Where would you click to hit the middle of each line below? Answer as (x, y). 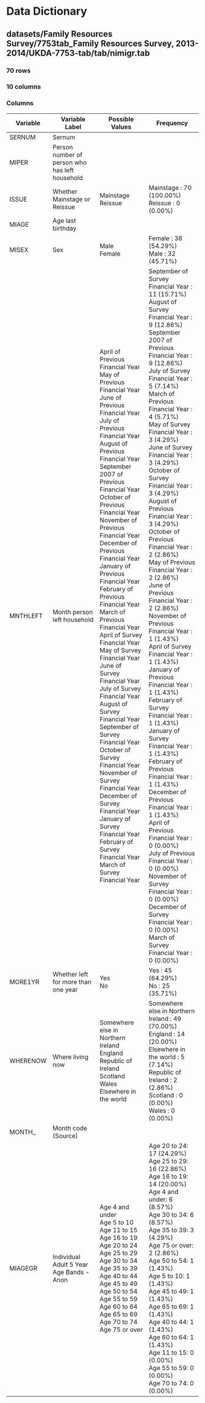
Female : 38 (166, 238)
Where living (71, 1057)
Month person (73, 612)
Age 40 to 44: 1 (171, 1322)
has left (63, 170)
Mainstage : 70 (170, 187)
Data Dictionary (47, 11)
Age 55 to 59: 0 (171, 1367)
